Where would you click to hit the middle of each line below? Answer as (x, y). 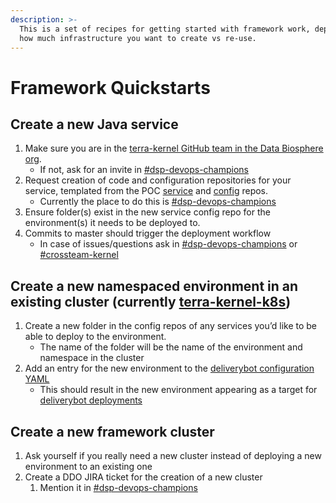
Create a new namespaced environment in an (154, 286)
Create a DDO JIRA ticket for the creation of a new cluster (143, 477)
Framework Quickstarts (110, 87)
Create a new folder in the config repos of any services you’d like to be (170, 326)
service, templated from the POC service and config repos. (146, 191)
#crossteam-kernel (79, 255)
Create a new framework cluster (112, 431)
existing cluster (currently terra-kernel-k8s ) (151, 301)
